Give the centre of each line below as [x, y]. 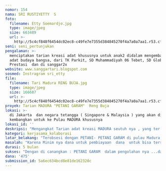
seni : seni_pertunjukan [30, 46]
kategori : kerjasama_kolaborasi [38, 134]
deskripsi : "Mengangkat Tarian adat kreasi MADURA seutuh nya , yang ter [83, 129]
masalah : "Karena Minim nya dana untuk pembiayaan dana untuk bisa [78, 143]
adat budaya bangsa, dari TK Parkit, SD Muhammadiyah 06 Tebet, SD [81, 60]
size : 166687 [23, 92]
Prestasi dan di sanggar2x [39, 65]
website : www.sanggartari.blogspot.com [46, 69]
